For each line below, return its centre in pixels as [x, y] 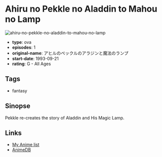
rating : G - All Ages [31, 64]
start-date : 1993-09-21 [35, 58]
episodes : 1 [24, 47]
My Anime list [26, 145]
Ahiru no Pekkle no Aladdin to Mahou [81, 9]
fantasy [20, 90]
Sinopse [18, 106]
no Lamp [23, 19]
